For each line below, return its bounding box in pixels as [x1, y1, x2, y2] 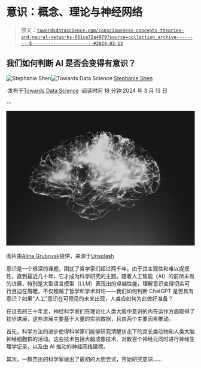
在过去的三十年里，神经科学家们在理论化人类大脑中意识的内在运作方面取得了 [6, 308, 195, 315]
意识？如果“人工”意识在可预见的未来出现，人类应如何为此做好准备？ [6, 294, 173, 302]
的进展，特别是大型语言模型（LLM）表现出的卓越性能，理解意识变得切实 [6, 279, 185, 287]
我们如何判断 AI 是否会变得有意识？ [6, 58, 136, 69]
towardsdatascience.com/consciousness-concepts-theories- [36, 28, 184, 34]
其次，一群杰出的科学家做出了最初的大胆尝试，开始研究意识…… [6, 355, 163, 363]
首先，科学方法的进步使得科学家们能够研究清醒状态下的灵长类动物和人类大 [6, 327, 190, 335]
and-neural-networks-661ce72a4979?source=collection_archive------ [20, 34, 193, 40]
